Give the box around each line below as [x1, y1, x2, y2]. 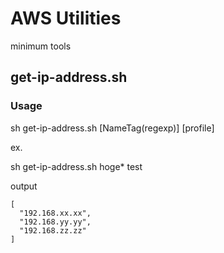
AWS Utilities [10, 7, 122, 30]
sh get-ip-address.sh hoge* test [10, 160, 143, 172]
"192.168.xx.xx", [19, 208, 92, 218]
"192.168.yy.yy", [19, 217, 92, 227]
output [10, 180, 38, 192]
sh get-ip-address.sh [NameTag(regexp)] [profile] [10, 122, 215, 134]
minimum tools [10, 40, 72, 52]
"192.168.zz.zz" [19, 225, 87, 236]
